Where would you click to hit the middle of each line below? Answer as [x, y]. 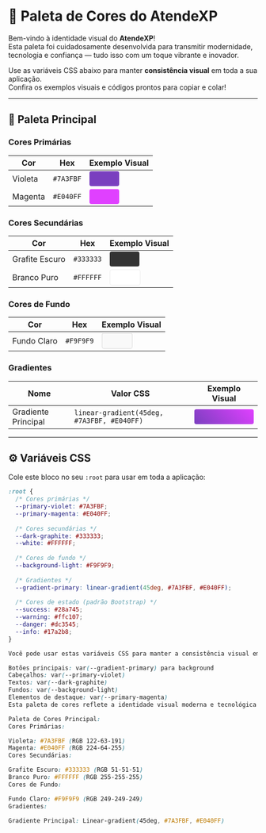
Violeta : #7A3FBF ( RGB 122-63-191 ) [67, 741]
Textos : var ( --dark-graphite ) [58, 683]
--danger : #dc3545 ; [47, 625]
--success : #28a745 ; [49, 610]
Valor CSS [130, 393]
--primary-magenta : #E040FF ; [63, 514]
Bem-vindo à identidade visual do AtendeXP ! [82, 38]
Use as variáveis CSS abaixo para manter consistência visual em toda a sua [133, 70]
